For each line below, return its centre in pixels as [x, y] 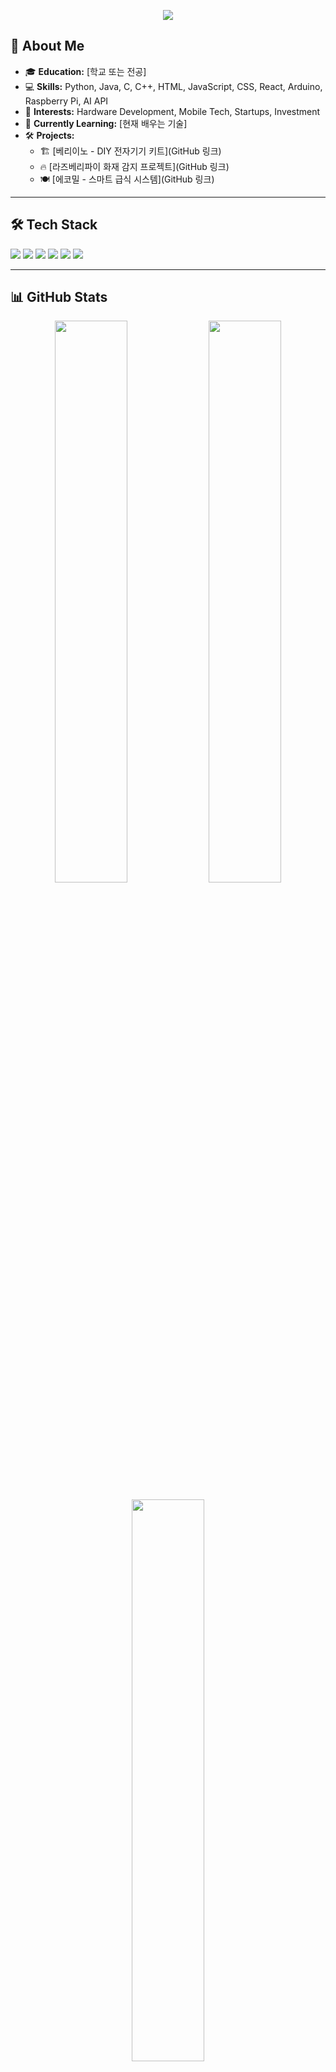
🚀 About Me [47, 46]
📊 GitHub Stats [59, 297]
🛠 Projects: [49, 135]
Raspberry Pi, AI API [66, 101]
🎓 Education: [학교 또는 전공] [85, 71]
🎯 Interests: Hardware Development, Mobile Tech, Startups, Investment [172, 111]
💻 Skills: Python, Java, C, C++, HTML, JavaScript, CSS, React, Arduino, [173, 86]
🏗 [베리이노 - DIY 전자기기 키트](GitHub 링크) [130, 151]
